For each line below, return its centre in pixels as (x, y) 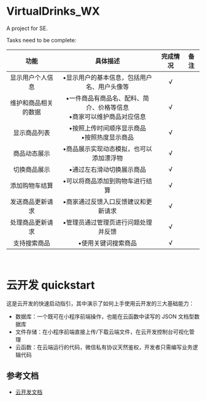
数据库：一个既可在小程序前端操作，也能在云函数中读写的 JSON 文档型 (105, 316)
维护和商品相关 (32, 102)
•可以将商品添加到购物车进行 (105, 181)
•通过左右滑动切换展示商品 (108, 169)
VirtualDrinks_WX (53, 11)
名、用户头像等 (107, 86)
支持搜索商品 (32, 243)
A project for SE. (27, 28)
